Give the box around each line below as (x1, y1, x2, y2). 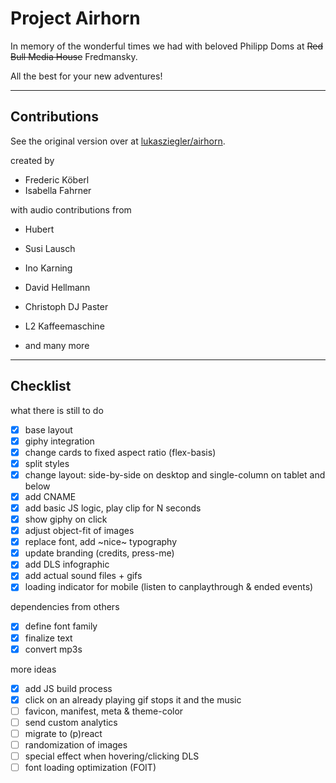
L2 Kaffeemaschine (24, 320, 105, 332)
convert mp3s (24, 643, 83, 655)
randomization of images (24, 738, 128, 751)
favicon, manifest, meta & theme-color (24, 705, 184, 717)
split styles (24, 457, 70, 469)
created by (10, 154, 55, 166)
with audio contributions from (10, 203, 132, 216)
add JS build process (24, 682, 113, 694)
